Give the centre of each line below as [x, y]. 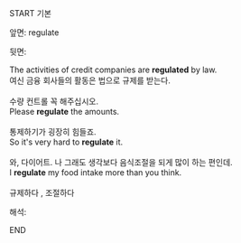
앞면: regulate [34, 33]
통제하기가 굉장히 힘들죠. [53, 132]
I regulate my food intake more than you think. [96, 173]
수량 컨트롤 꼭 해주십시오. [54, 101]
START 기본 [31, 13]
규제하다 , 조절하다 [42, 193]
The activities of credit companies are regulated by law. [113, 70]
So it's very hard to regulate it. [66, 142]
